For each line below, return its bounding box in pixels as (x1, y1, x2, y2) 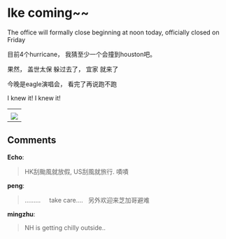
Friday (7, 35, 26, 43)
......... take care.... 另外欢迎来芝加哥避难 (24, 196, 150, 204)
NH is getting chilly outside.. (24, 223, 106, 232)
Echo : (7, 153, 24, 161)
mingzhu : (7, 210, 36, 218)
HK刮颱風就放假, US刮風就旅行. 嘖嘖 (24, 167, 129, 176)
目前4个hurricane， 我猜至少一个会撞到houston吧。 (7, 50, 156, 58)
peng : (7, 181, 24, 190)
